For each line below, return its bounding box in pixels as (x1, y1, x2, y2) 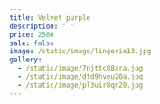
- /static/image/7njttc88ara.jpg (17, 64, 144, 73)
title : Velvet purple (9, 13, 91, 23)
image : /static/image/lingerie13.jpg (9, 47, 152, 56)
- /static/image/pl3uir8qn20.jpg (17, 80, 144, 90)
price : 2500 (9, 30, 54, 39)
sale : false (9, 38, 54, 48)
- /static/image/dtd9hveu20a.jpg (17, 72, 144, 81)
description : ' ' (9, 22, 75, 31)
